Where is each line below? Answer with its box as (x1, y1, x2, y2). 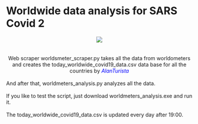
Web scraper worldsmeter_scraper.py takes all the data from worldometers (8, 54, 191, 61)
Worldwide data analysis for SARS (6, 4, 177, 18)
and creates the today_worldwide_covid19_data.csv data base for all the (12, 61, 187, 68)
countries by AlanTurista (69, 67, 129, 74)
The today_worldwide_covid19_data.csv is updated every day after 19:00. (6, 111, 184, 118)
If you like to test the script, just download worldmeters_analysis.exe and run (6, 92, 193, 99)
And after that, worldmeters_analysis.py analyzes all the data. (6, 80, 155, 87)
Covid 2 (6, 17, 45, 30)
